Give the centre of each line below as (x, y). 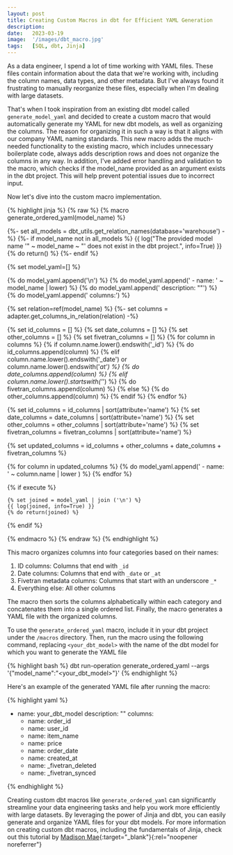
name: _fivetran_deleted (62, 765)
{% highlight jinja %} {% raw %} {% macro (68, 210)
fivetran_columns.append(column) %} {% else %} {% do (88, 389)
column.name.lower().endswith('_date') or (67, 359)
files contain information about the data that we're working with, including (113, 73)
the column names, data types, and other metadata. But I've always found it (115, 81)
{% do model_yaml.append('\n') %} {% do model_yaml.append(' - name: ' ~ (115, 280)
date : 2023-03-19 (35, 33)
